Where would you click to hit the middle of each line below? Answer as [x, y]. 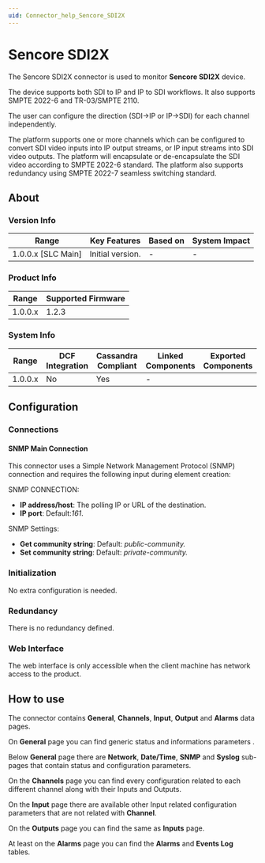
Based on [167, 240]
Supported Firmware [86, 298]
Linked [170, 355]
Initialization [32, 573]
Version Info [32, 220]
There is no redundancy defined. [61, 628]
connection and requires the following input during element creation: [119, 475]
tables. [19, 852]
